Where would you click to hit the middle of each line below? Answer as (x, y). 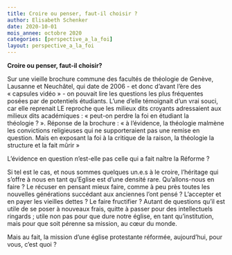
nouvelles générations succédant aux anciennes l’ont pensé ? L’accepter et (114, 194)
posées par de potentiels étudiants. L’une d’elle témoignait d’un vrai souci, (113, 101)
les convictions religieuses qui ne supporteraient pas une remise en (104, 130)
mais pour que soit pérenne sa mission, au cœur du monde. (92, 223)
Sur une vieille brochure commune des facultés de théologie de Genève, (110, 79)
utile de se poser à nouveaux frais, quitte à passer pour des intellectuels (110, 209)
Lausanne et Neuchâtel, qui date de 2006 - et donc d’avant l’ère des (104, 86)
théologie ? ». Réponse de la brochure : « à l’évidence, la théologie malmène (116, 123)
